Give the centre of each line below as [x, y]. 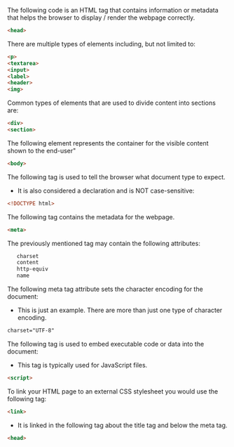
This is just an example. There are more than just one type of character [120, 310]
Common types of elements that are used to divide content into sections [111, 103]
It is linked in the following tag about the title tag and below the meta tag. [122, 425]
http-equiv [33, 269]
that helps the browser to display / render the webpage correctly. [101, 18]
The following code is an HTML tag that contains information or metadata [113, 10]
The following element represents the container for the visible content [108, 143]
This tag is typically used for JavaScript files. [82, 365]
